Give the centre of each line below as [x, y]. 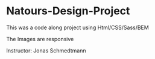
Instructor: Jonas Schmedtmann [46, 50]
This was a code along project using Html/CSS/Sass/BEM [77, 27]
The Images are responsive [40, 39]
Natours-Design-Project [68, 11]
